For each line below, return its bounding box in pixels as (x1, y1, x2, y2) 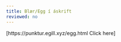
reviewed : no (6, 14, 38, 20)
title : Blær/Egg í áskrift (6, 8, 72, 14)
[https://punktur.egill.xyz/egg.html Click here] (6, 29, 116, 36)
